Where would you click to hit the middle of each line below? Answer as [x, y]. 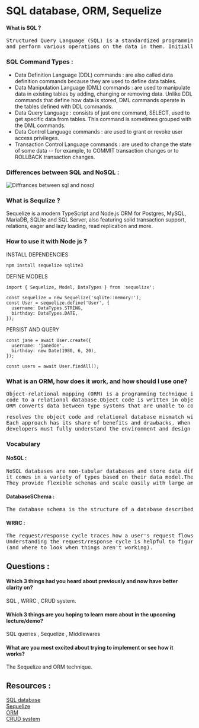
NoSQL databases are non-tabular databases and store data [94, 471]
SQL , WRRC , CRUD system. [41, 601]
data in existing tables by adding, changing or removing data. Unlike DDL [104, 94]
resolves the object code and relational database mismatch [95, 417]
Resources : [29, 686]
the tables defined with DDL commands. [64, 106]
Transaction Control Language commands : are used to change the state [103, 144]
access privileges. [37, 138]
